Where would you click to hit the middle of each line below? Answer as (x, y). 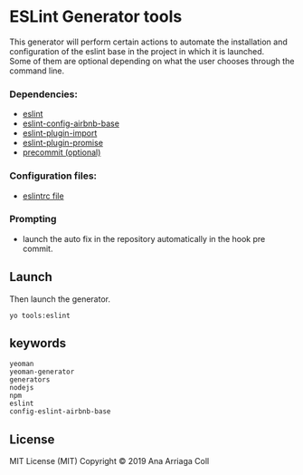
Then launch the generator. (60, 299)
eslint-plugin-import (60, 133)
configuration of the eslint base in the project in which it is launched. (137, 51)
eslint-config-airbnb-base (71, 123)
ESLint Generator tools (96, 17)
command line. (37, 71)
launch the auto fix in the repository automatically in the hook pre (144, 238)
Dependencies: (44, 94)
